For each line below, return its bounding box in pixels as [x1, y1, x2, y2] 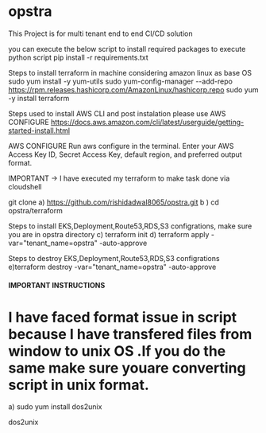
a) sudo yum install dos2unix [8, 402, 102, 412]
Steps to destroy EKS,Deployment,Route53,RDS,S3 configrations [8, 253, 220, 263]
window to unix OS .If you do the [8, 341, 226, 360]
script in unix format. [8, 376, 149, 394]
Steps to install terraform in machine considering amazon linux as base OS [8, 68, 253, 77]
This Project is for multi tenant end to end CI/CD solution [8, 29, 193, 38]
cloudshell [8, 181, 42, 191]
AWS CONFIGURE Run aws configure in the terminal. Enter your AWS [8, 141, 234, 150]
